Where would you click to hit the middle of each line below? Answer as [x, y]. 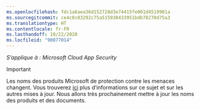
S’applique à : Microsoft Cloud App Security [62, 57]
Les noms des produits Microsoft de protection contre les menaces [91, 81]
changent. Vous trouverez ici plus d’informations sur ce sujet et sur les [95, 88]
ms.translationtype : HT [37, 23]
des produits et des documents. [46, 100]
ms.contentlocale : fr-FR [38, 29]
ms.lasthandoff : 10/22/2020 [42, 35]
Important [19, 69]
